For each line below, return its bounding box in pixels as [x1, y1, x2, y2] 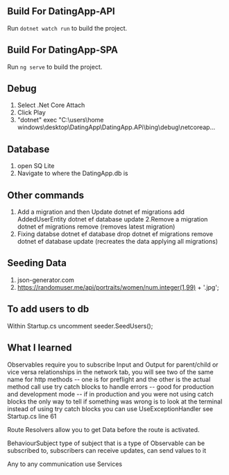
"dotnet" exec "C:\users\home [17, 116, 104, 124]
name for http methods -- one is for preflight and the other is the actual [7, 375, 211, 383]
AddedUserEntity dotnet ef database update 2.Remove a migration [17, 215, 208, 224]
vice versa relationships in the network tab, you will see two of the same [7, 367, 214, 376]
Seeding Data [7, 257, 67, 269]
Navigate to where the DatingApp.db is [17, 169, 128, 178]
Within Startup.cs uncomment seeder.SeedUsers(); [7, 322, 153, 330]
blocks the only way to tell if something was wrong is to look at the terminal [7, 397, 223, 406]
